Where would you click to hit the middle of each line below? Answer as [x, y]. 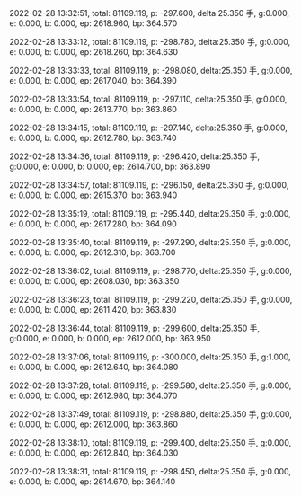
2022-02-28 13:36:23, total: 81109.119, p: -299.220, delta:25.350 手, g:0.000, [151, 300]
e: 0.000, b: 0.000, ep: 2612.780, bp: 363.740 [93, 138]
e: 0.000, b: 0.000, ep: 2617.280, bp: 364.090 [93, 224]
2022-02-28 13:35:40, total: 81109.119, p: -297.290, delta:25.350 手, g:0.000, [150, 242]
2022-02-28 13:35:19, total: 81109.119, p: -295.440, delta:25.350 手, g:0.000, [150, 213]
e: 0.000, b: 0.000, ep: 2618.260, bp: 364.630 [93, 52]
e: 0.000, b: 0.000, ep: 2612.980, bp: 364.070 [93, 395]
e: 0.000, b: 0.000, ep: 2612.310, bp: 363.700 [93, 252]
